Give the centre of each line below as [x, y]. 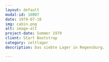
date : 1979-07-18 [23, 19]
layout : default [22, 10]
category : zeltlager [27, 43]
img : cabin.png [21, 24]
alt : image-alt [21, 29]
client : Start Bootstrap [31, 38]
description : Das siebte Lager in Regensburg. [55, 47]
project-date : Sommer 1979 [34, 33]
